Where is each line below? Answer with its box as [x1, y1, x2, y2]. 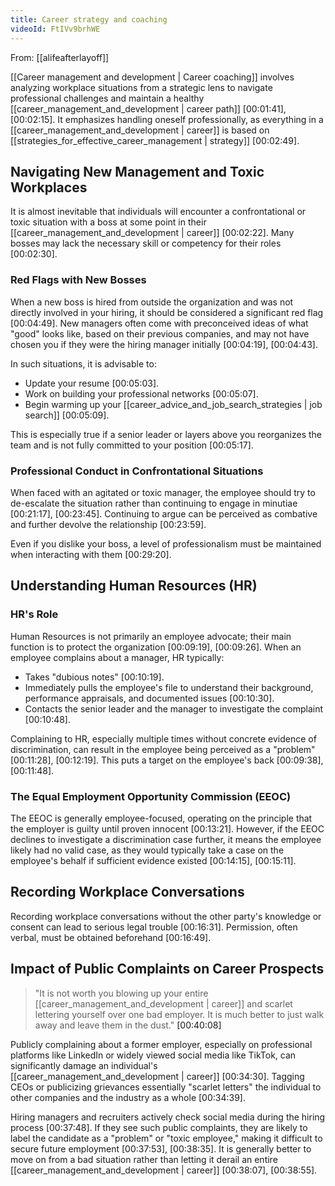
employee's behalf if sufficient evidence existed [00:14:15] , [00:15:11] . [10, 854, 297, 866]
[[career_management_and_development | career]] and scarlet [34, 997, 293, 1010]
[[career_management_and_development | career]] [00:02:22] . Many [10, 227, 295, 239]
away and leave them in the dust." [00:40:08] [34, 1019, 222, 1031]
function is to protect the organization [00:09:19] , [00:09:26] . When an [10, 641, 302, 653]
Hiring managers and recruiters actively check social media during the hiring [10, 1111, 326, 1123]
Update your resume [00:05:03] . [24, 377, 160, 389]
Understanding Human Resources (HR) [10, 577, 258, 595]
